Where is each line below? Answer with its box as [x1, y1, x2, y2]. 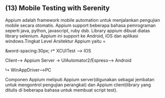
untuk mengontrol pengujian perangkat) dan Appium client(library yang [5, 82, 151, 88]
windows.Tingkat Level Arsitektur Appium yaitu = [5, 38, 106, 44]
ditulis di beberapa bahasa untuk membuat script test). [5, 87, 118, 93]
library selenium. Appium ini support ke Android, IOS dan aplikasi [5, 33, 139, 39]
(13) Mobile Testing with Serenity [5, 4, 110, 12]
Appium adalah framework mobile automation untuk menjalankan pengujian [5, 17, 161, 23]
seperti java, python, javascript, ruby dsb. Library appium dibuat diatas [5, 27, 151, 34]
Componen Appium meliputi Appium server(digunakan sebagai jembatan [5, 76, 155, 82]
